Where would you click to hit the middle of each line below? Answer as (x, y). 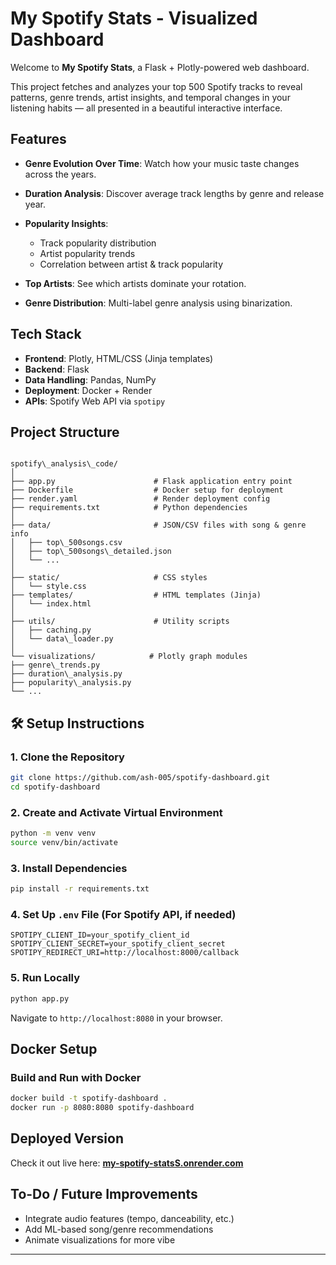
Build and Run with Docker (76, 1077)
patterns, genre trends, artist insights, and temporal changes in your (150, 97)
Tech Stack (46, 334)
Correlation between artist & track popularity (131, 264)
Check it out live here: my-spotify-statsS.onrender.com (127, 1163)
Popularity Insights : (66, 223)
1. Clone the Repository (67, 757)
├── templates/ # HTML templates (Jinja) (136, 595)
